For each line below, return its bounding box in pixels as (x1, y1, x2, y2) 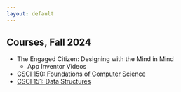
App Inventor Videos (27, 63, 87, 71)
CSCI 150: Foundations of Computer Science (16, 70, 146, 78)
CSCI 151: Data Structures (16, 77, 91, 86)
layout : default (6, 10, 54, 18)
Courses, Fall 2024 (6, 37, 92, 48)
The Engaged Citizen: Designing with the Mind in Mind (16, 55, 175, 63)
